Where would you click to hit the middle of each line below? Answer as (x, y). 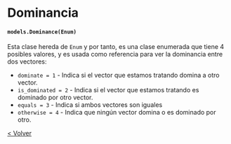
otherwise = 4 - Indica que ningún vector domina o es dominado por (117, 113)
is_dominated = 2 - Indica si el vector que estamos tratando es (108, 90)
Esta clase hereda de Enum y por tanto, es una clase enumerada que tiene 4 (116, 47)
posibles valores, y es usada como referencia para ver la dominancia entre (115, 55)
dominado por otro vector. (55, 98)
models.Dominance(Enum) (42, 32)
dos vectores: (27, 62)
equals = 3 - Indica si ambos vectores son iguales (90, 105)
